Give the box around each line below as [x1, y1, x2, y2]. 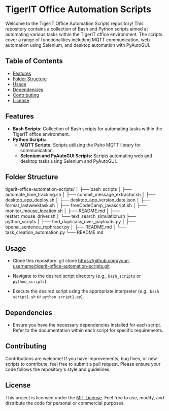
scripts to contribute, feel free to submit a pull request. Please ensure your [5, 361, 161, 367]
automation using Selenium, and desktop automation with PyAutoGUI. [5, 42, 151, 48]
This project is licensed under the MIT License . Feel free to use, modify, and [5, 394, 164, 400]
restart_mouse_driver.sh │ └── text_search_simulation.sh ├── [5, 213, 136, 219]
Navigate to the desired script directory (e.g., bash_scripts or [12, 273, 141, 279]
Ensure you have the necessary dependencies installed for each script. [12, 322, 161, 328]
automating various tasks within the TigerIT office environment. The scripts [5, 31, 163, 37]
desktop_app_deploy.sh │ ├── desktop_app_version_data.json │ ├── [5, 197, 151, 203]
